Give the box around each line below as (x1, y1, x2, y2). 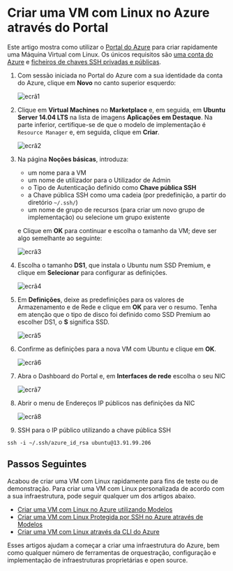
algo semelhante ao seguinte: (17, 234, 103, 242)
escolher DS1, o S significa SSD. (17, 318, 110, 326)
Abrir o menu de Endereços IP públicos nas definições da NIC (17, 399, 195, 407)
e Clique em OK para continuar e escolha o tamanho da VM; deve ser (17, 226, 218, 235)
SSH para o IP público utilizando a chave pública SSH (17, 426, 171, 434)
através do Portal (7, 20, 109, 36)
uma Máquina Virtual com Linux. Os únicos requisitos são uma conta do (7, 50, 213, 59)
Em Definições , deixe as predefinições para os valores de (17, 295, 185, 304)
